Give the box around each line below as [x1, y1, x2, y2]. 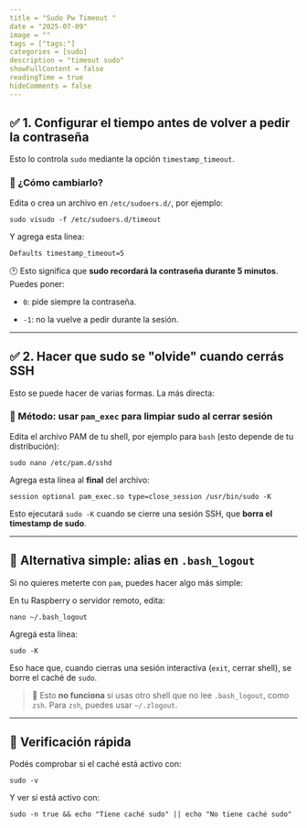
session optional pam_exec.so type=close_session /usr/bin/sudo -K [9, 492, 272, 501]
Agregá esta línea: [9, 628, 79, 640]
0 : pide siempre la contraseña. [22, 296, 137, 307]
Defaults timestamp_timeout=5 [9, 249, 125, 258]
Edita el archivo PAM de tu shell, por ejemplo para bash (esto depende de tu [9, 430, 294, 441]
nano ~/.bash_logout [9, 612, 89, 621]
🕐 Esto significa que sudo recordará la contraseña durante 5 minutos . [9, 265, 279, 276]
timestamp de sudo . [9, 517, 87, 528]
